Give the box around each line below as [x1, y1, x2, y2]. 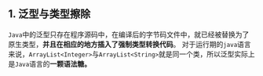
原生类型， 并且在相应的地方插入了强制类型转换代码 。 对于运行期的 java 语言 [8, 39, 251, 49]
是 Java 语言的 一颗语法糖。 [8, 59, 92, 68]
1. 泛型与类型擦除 [8, 7, 91, 21]
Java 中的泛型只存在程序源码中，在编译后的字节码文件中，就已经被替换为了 [8, 30, 250, 39]
